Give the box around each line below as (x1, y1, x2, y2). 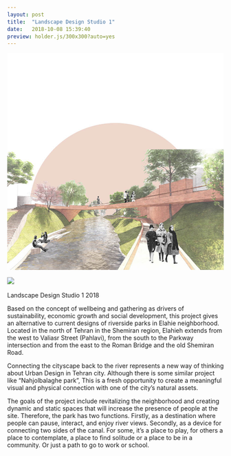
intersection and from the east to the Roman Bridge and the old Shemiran (7, 341, 214, 349)
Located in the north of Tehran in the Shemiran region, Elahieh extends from (7, 327, 223, 335)
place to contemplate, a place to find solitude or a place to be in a (7, 434, 192, 442)
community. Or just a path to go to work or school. (7, 441, 150, 449)
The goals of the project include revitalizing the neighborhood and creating (7, 397, 220, 406)
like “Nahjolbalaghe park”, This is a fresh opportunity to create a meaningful (7, 376, 222, 385)
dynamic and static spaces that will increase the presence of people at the (7, 404, 219, 413)
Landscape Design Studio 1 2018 (7, 291, 100, 300)
